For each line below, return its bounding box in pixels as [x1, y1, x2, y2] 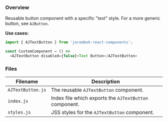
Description [91, 78, 120, 85]
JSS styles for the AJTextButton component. [50, 109, 154, 116]
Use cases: [5, 30, 29, 36]
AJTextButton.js [7, 87, 46, 93]
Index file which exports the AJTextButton [50, 95, 148, 102]
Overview [5, 4, 29, 11]
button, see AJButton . [5, 20, 49, 26]
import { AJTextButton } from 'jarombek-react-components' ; [5, 40, 133, 45]
